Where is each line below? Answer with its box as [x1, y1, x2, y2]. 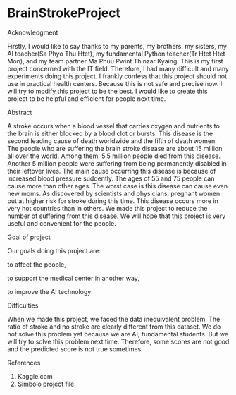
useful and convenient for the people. [7, 219, 116, 227]
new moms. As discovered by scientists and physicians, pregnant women [7, 189, 221, 197]
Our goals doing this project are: [7, 246, 101, 255]
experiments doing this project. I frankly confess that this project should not [7, 72, 228, 80]
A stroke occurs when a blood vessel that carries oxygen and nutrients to [7, 121, 220, 130]
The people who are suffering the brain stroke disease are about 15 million [7, 144, 223, 152]
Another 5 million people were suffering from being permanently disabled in [7, 159, 227, 167]
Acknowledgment [7, 28, 58, 37]
